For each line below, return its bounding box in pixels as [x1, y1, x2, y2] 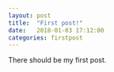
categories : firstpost [8, 33, 83, 42]
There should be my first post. [8, 55, 107, 65]
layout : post [8, 11, 51, 20]
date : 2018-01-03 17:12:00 [8, 26, 104, 34]
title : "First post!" [8, 19, 83, 27]
